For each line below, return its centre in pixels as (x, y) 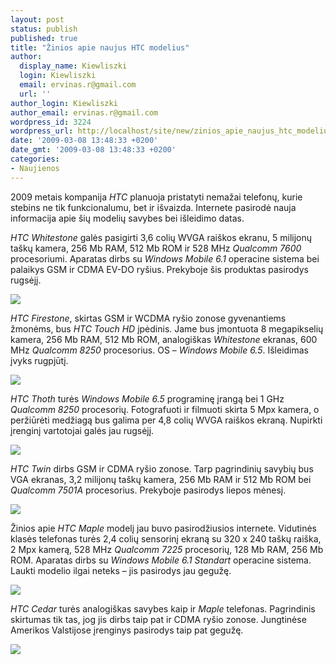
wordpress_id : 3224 (51, 122)
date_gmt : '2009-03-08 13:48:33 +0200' (93, 150)
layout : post (37, 19)
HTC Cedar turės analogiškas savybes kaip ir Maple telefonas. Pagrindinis (163, 608)
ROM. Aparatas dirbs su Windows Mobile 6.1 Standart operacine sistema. (161, 560)
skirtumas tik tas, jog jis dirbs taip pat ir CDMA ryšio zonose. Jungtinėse (158, 619)
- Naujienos (35, 168)
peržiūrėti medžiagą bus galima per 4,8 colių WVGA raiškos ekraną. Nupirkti (166, 420)
